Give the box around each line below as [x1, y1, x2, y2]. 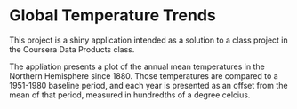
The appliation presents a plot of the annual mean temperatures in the [9, 61, 265, 72]
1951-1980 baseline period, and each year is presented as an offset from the [9, 80, 288, 90]
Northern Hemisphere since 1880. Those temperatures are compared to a [9, 70, 278, 81]
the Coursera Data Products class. [9, 43, 135, 54]
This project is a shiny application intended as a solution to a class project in [9, 35, 288, 45]
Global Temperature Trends [9, 5, 216, 26]
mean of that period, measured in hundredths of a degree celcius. [9, 90, 251, 100]
